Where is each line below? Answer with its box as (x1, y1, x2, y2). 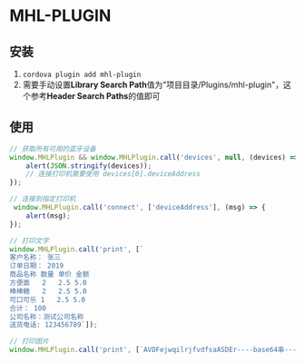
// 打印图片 (9, 337, 50, 346)
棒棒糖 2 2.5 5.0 (9, 287, 87, 296)
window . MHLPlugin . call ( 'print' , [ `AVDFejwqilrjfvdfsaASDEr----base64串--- (9, 346, 297, 355)
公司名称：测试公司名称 (9, 312, 84, 321)
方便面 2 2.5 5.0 (9, 279, 87, 288)
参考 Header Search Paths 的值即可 (30, 91, 161, 101)
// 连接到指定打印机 (9, 194, 76, 204)
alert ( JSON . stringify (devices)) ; (25, 161, 152, 171)
